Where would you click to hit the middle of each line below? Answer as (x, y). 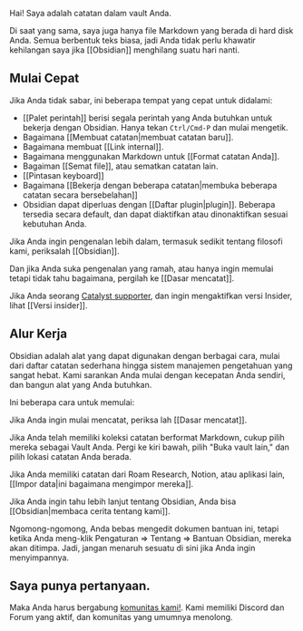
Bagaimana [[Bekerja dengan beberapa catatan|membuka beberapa (150, 185)
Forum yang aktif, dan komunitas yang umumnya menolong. (121, 617)
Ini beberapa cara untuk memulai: (72, 402)
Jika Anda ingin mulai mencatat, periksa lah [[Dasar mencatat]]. (128, 420)
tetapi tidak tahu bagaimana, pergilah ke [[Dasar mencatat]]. (122, 278)
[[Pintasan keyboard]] (63, 175)
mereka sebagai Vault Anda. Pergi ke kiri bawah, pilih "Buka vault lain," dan (150, 447)
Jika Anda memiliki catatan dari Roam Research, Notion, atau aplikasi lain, (147, 474)
